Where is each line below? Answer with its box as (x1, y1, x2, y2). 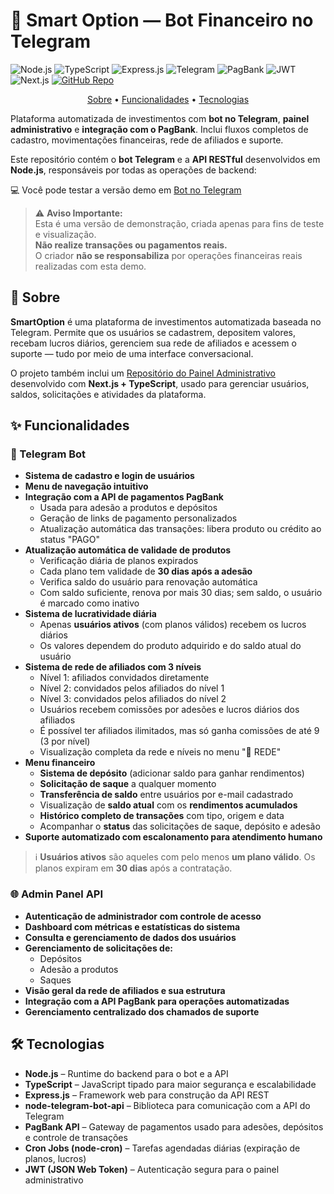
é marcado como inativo (39, 597, 140, 609)
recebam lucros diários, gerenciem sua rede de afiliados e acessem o (10, 337, 297, 349)
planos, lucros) (24, 1152, 87, 1164)
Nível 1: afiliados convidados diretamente (39, 672, 210, 684)
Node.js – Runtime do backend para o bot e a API (24, 1067, 229, 1079)
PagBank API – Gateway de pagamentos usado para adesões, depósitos (24, 1120, 324, 1133)
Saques (39, 974, 72, 986)
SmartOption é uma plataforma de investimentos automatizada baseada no (10, 315, 322, 328)
